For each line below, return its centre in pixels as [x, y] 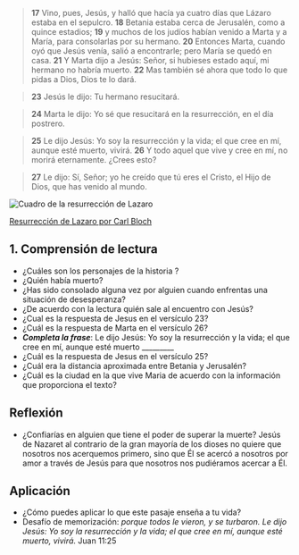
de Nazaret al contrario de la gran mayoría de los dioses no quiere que [152, 444]
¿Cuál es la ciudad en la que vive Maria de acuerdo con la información [151, 375]
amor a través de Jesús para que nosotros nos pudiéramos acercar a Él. [155, 463]
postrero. [48, 123]
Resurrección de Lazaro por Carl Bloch [81, 221]
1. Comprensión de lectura [83, 249]
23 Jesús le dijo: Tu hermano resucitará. [105, 97]
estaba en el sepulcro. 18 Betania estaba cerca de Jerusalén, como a [158, 22]
